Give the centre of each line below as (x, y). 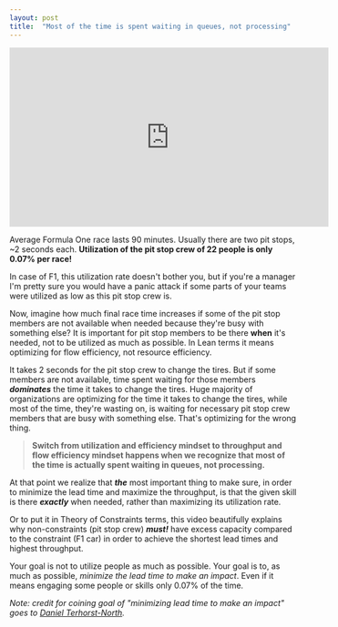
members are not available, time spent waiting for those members (133, 379)
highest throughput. (46, 548)
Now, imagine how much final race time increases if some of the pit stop (145, 313)
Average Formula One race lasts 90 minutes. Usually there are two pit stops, (152, 239)
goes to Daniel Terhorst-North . (67, 612)
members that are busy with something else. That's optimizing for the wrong (153, 418)
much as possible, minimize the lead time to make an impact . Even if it (142, 575)
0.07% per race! (41, 258)
